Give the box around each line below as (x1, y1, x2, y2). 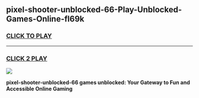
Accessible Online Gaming (6, 85, 73, 92)
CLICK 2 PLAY (6, 54, 47, 62)
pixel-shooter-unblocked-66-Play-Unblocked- (6, 5, 182, 15)
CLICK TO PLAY (6, 32, 52, 40)
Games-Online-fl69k (6, 14, 85, 24)
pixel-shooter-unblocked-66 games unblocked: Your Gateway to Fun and (6, 78, 191, 86)
